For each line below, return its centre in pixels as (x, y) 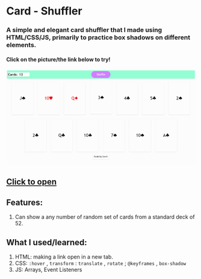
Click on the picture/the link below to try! (58, 59)
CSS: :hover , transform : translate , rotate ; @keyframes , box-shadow (100, 263)
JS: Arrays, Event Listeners (48, 270)
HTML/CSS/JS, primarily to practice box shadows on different (98, 37)
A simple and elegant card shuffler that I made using (84, 30)
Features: (25, 202)
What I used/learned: (47, 242)
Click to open (32, 182)
